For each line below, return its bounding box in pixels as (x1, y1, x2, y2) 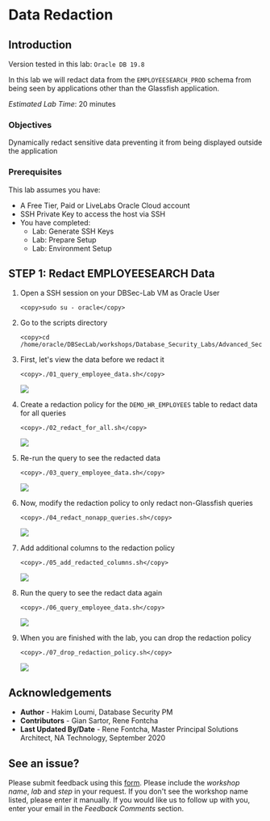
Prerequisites (8, 166, 62, 178)
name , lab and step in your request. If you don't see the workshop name (8, 786, 248, 797)
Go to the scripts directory (19, 318, 108, 328)
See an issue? (8, 756, 80, 770)
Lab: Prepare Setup (31, 234, 97, 244)
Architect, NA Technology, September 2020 (19, 733, 166, 743)
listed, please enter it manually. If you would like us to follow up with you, (8, 795, 251, 805)
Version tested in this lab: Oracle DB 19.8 (8, 59, 145, 69)
